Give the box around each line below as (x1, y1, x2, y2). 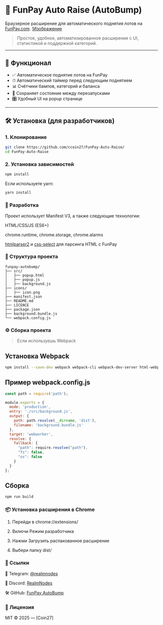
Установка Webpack (5, 352, 69, 360)
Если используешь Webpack (16, 338, 76, 344)
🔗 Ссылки (5, 560, 30, 567)
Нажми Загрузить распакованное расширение (12, 538, 110, 544)
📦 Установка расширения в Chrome (5, 506, 95, 513)
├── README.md (5, 298, 34, 303)
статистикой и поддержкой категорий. (16, 40, 97, 46)
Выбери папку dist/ (12, 548, 52, 553)
